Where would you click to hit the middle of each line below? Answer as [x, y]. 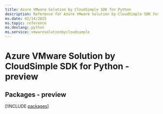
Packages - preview [36, 94]
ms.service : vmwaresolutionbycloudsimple [48, 32]
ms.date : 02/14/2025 [26, 18]
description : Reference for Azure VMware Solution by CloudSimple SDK [78, 14]
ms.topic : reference [26, 23]
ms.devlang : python [25, 28]
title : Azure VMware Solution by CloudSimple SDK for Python [68, 9]
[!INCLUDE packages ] [27, 106]
